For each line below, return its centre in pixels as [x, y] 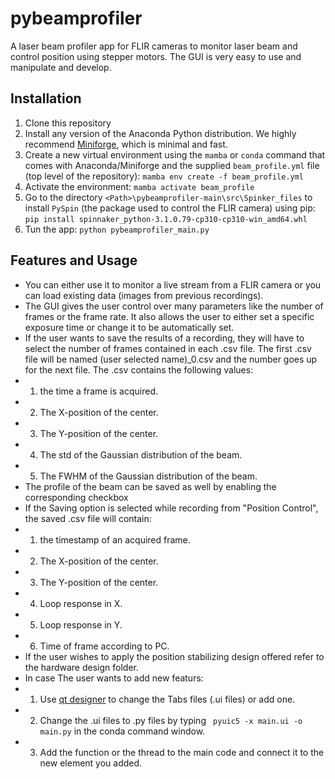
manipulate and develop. [61, 67]
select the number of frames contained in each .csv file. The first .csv [168, 348]
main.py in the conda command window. [122, 731]
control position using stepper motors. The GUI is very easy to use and [156, 56]
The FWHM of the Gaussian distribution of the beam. [148, 476]
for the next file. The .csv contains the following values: [139, 369]
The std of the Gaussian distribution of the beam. [141, 454]
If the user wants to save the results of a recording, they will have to [164, 338]
